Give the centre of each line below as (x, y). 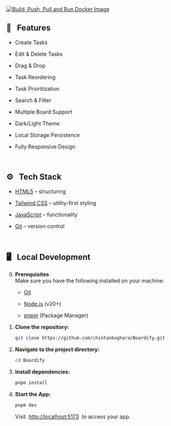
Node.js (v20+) (42, 304)
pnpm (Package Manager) (56, 315)
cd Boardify (30, 361)
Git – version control (39, 226)
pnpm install (31, 383)
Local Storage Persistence (47, 135)
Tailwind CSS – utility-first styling (56, 203)
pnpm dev (26, 405)
